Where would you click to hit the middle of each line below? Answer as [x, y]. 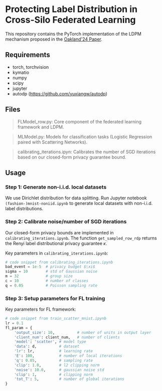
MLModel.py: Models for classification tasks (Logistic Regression [85, 137]
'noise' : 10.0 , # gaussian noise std [59, 370]
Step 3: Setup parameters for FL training [55, 298]
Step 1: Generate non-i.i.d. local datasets [56, 187]
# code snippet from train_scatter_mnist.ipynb [56, 319]
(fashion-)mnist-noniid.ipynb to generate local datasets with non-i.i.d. [79, 203]
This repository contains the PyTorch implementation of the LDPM [73, 34]
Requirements [28, 55]
